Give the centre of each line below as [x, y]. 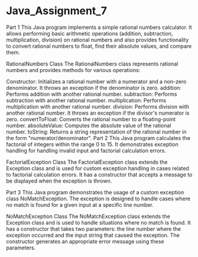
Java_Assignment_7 [57, 11]
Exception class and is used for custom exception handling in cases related [98, 168]
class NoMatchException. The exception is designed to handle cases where [98, 199]
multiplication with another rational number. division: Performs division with [98, 106]
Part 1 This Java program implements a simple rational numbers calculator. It [99, 27]
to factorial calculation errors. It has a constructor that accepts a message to [99, 174]
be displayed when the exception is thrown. [59, 181]
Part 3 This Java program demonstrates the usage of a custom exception [95, 192]
